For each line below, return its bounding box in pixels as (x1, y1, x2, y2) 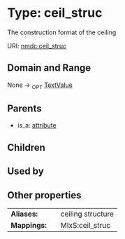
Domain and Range (7, 62, 91, 74)
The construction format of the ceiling (7, 28, 117, 36)
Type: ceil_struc (7, 5, 103, 21)
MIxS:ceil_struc (60, 220, 110, 230)
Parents (7, 102, 42, 114)
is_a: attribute (17, 121, 57, 130)
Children (7, 142, 45, 153)
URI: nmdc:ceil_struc (7, 41, 67, 50)
